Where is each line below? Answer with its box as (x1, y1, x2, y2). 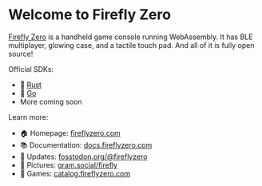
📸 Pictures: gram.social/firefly (19, 160, 118, 169)
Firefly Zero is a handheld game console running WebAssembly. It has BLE (8, 32, 253, 42)
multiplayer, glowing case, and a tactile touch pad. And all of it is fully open (8, 40, 255, 49)
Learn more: (8, 112, 49, 121)
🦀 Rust (19, 80, 42, 89)
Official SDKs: (8, 64, 54, 73)
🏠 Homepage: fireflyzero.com (19, 128, 121, 137)
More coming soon (19, 97, 82, 106)
